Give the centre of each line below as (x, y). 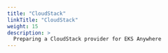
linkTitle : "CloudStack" (43, 20)
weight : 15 (23, 26)
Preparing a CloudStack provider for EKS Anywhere (87, 39)
